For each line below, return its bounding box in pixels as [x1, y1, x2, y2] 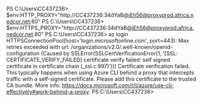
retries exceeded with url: [6, 43, 70, 50]
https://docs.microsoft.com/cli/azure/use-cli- [62, 82, 174, 89]
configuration [6, 50, 40, 57]
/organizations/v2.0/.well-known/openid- [71, 43, 173, 50]
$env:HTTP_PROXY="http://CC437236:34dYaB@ [6, 11, 129, 19]
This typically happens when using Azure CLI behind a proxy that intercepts [6, 69, 195, 76]
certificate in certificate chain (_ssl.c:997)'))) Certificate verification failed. [6, 63, 191, 70]
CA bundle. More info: [6, 82, 61, 89]
